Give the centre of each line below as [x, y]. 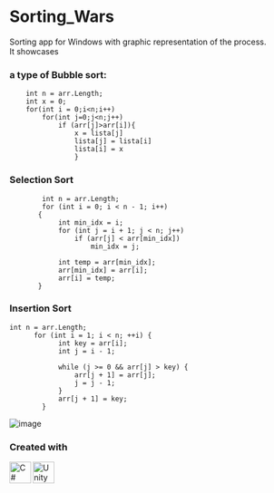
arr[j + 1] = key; [93, 399]
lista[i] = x [99, 150]
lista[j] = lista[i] [113, 141]
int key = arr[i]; [93, 343]
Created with [39, 447]
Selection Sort [42, 180]
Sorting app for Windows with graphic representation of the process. [138, 42]
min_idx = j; [115, 246]
